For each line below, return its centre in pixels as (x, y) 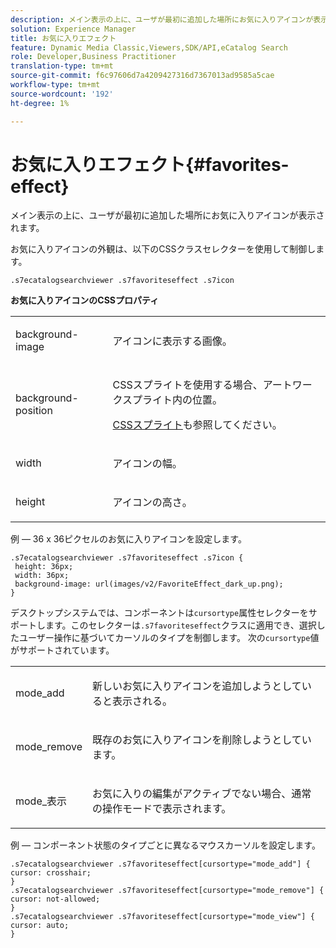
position (34, 411)
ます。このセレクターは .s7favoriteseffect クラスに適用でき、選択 (180, 625)
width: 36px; (42, 576)
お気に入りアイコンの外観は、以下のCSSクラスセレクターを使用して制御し (163, 249)
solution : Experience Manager (73, 29)
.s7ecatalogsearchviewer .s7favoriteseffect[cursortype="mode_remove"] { (167, 891)
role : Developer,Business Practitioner (93, 57)
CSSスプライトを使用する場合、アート (202, 385)
